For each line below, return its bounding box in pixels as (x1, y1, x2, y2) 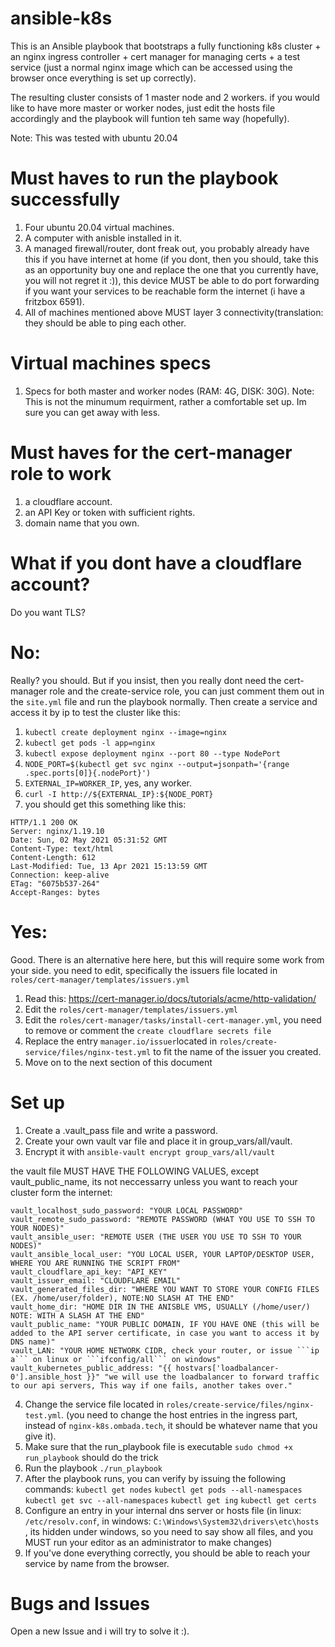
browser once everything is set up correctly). (10, 72, 197, 84)
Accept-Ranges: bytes (10, 887, 101, 897)
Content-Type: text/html (10, 843, 114, 854)
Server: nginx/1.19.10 (10, 826, 105, 836)
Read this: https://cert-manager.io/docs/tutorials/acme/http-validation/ (24, 992, 317, 1004)
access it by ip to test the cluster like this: (10, 706, 181, 718)
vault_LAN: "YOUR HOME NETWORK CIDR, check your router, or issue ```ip (10, 1345, 320, 1356)
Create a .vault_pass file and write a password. (24, 1124, 218, 1136)
